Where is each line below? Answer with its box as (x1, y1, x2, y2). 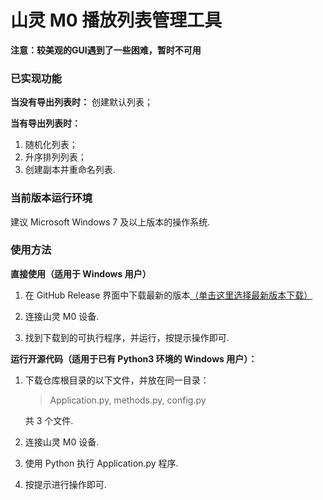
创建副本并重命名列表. (24, 164, 116, 176)
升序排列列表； (24, 151, 87, 163)
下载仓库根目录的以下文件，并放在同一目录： (24, 374, 210, 386)
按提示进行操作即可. (24, 478, 107, 490)
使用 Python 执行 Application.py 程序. (24, 457, 179, 469)
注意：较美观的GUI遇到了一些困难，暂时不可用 (10, 44, 202, 56)
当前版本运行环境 (10, 191, 93, 205)
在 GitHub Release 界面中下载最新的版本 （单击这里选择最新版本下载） (24, 289, 313, 301)
